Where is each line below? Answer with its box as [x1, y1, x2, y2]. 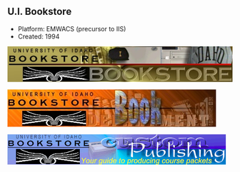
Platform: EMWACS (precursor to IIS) [17, 24, 126, 33]
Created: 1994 [17, 32, 60, 41]
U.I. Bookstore [7, 6, 72, 18]
